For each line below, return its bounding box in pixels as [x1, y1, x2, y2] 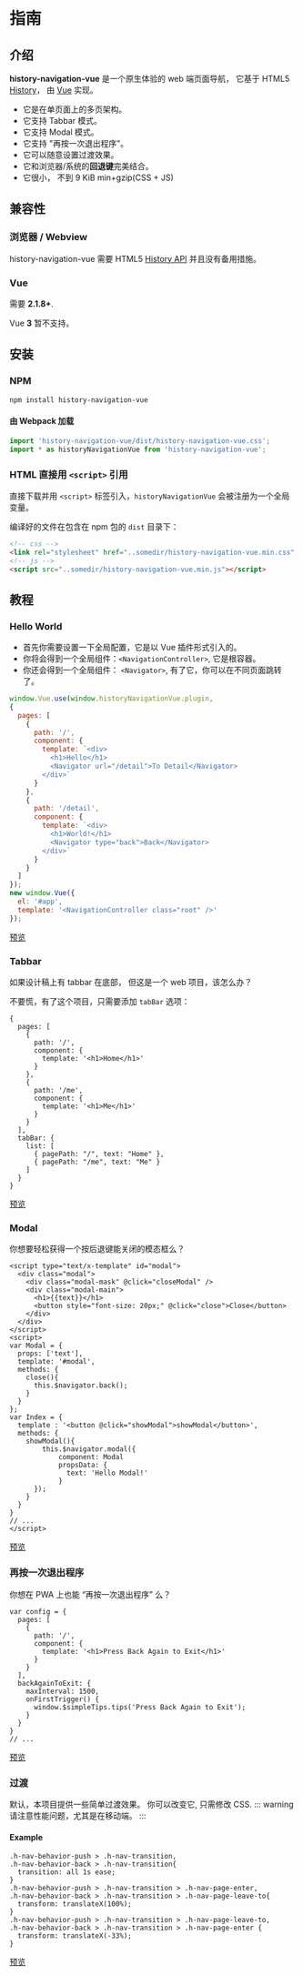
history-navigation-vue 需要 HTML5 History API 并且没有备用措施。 [9, 253, 261, 264]
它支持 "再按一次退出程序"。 [22, 138, 129, 148]
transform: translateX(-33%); [17, 1931, 132, 1941]
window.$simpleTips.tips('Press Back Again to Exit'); [33, 1702, 247, 1711]
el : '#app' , [17, 897, 64, 906]
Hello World [9, 620, 63, 632]
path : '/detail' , [33, 804, 100, 813]
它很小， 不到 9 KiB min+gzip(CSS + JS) [22, 172, 175, 183]
